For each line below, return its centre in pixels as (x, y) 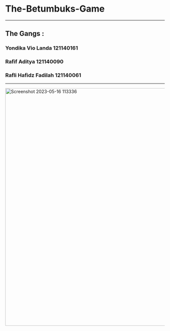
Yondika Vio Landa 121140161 (42, 48)
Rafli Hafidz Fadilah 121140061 (43, 75)
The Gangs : (25, 34)
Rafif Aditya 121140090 (34, 62)
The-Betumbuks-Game (55, 9)
